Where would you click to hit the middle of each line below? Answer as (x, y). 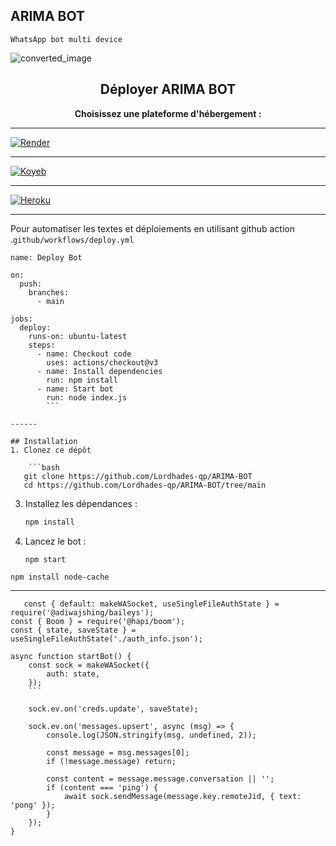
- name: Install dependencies (99, 371)
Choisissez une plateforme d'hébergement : (168, 113)
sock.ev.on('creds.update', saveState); (113, 709)
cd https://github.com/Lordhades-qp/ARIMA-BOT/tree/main (145, 485)
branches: (49, 292)
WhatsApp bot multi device (66, 39)
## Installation (44, 441)
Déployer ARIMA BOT (168, 89)
